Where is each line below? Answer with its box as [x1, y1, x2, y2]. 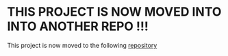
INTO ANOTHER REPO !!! [7, 18, 149, 34]
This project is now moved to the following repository [7, 41, 157, 49]
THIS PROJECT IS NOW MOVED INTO [7, 4, 222, 20]
